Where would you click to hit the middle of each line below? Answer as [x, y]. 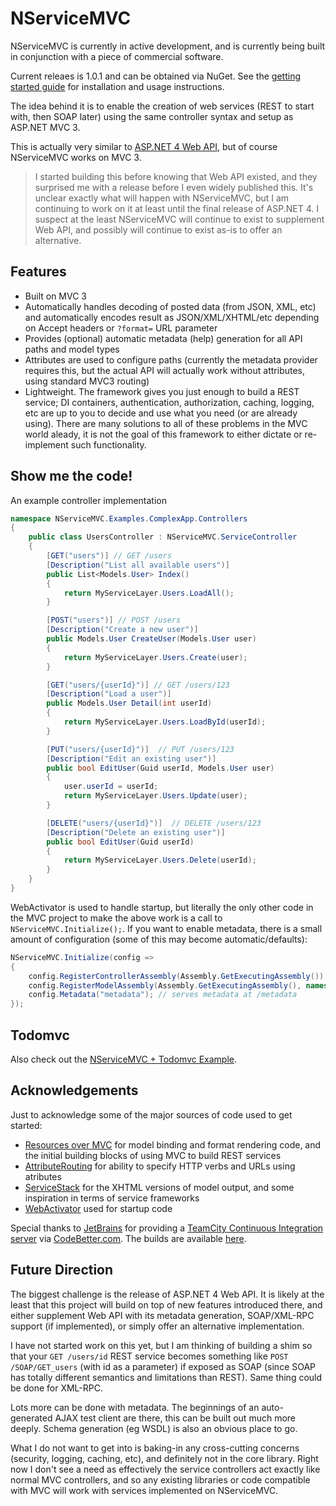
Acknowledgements [74, 1090]
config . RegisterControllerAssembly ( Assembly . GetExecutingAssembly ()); [178, 976]
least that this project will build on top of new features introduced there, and [166, 1304]
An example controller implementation [88, 500]
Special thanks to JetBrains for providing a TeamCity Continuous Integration [167, 1228]
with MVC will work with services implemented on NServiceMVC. [144, 1490]
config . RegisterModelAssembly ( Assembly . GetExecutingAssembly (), [165, 985]
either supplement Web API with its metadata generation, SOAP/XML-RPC [162, 1315]
